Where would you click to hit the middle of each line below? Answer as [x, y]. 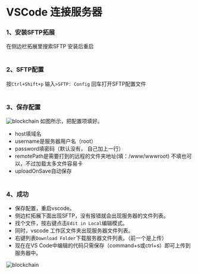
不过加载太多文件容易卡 [54, 164]
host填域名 [28, 134]
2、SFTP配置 [25, 70]
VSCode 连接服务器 [54, 12]
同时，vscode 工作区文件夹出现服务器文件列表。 [74, 231]
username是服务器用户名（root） [56, 141]
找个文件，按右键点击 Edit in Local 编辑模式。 [71, 223]
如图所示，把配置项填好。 [71, 121]
